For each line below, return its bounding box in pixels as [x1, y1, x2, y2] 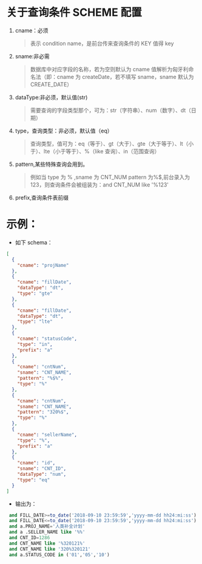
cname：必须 [15, 27, 49, 34]
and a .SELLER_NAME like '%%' [8, 529, 86, 535]
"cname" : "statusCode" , [17, 335, 78, 342]
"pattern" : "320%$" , [17, 409, 69, 415]
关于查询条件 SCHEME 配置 [6, 5, 143, 19]
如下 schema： [15, 238, 53, 246]
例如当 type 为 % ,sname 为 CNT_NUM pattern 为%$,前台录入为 [30, 173, 190, 181]
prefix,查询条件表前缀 [15, 194, 69, 201]
